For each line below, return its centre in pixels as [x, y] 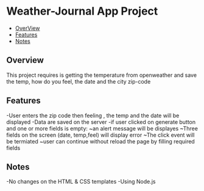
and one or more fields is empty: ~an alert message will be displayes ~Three [102, 128]
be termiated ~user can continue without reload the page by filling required [100, 141]
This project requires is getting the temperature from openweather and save [101, 75]
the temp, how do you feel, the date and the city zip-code [79, 81]
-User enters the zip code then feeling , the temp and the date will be [93, 115]
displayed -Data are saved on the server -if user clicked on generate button [101, 122]
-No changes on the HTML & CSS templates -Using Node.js [81, 182]
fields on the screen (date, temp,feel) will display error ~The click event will [100, 135]
